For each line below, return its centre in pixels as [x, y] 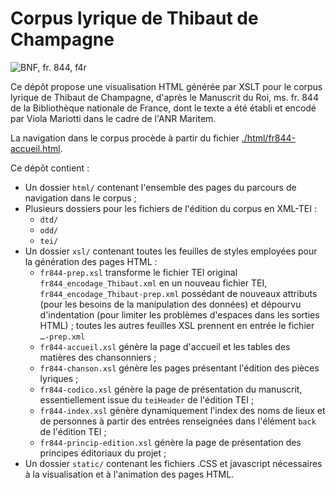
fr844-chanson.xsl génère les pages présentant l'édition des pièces [179, 368]
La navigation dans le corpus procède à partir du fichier [125, 138]
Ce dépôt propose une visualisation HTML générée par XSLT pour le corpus [166, 86]
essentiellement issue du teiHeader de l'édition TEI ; [147, 399]
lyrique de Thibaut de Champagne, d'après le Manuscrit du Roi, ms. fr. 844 [164, 97]
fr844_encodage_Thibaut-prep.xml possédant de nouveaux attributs [178, 293]
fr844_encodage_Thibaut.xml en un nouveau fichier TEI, [153, 283]
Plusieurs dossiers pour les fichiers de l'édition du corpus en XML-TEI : [170, 208]
